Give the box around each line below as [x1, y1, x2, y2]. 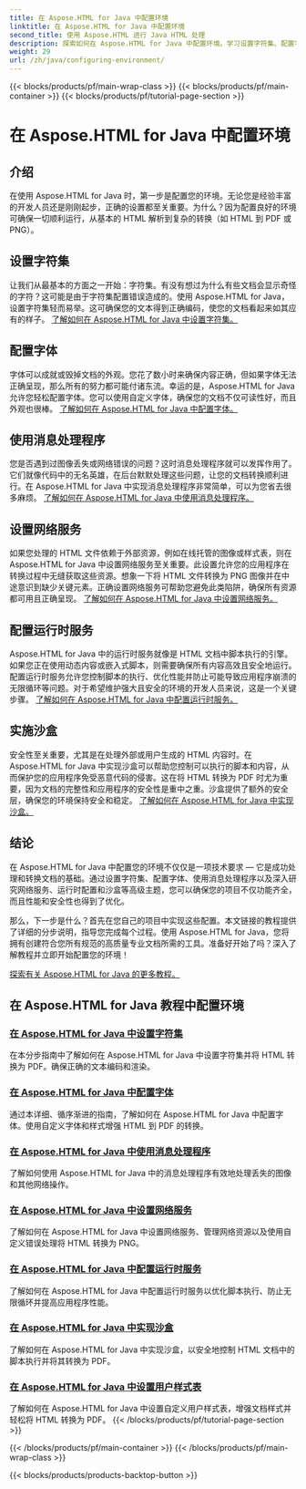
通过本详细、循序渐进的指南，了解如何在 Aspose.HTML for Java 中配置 [9, 1109, 276, 1120]
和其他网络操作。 [9, 1178, 74, 1190]
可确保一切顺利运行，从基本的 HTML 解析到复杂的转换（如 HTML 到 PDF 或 [9, 213, 291, 223]
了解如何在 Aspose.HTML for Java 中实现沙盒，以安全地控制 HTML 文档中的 [9, 1344, 295, 1355]
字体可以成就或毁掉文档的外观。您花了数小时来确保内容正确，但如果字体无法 [9, 368, 297, 379]
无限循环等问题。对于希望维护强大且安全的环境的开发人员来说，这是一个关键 [9, 683, 297, 694]
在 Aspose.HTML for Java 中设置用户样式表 [9, 1380, 202, 1393]
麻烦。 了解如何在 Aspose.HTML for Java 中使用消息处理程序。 [16, 492, 255, 503]
